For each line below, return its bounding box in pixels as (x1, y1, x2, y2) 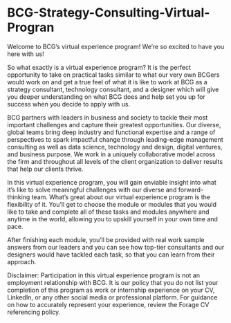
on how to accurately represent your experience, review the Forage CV (7, 300, 210, 308)
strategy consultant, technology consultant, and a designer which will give (7, 85, 219, 93)
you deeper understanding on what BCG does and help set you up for (7, 92, 205, 101)
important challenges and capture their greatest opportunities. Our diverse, (7, 120, 221, 129)
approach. (7, 257, 37, 266)
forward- (178, 185, 204, 194)
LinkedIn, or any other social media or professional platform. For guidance (7, 293, 218, 302)
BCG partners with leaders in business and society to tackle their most (7, 113, 208, 122)
